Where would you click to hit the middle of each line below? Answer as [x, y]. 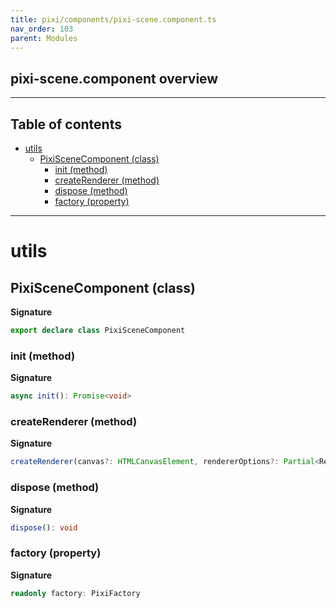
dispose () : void [44, 527]
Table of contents [66, 124]
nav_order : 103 [42, 29]
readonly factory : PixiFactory [75, 593]
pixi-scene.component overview [114, 78]
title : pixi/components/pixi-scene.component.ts [113, 19]
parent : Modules [44, 38]
